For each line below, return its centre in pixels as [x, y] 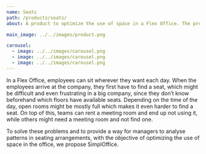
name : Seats [21, 12]
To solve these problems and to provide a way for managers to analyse [96, 131]
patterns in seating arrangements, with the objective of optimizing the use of [103, 137]
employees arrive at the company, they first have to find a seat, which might [102, 87]
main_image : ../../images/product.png [56, 34]
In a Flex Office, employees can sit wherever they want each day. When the [101, 80]
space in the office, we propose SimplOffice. [63, 144]
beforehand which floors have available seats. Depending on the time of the [102, 99]
